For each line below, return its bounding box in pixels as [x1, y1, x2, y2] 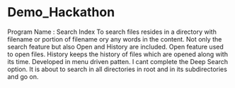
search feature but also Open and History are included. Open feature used [7, 42, 224, 51]
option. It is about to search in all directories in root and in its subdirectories [7, 65, 228, 73]
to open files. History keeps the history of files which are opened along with [7, 50, 229, 58]
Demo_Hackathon [7, 4, 115, 20]
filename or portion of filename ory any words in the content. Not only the [7, 34, 222, 43]
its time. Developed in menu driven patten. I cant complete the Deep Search [7, 57, 229, 65]
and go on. [7, 72, 39, 81]
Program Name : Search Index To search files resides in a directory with [7, 27, 217, 36]
